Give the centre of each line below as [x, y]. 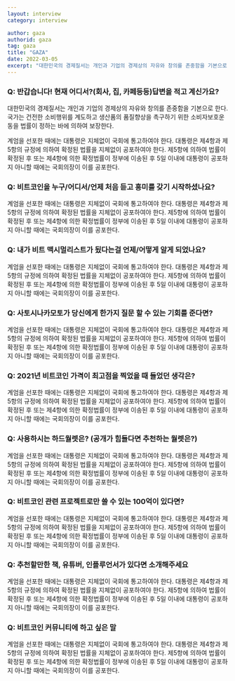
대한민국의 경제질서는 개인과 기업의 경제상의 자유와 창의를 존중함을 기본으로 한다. [118, 108]
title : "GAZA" [28, 53]
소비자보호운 [208, 117]
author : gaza [26, 33]
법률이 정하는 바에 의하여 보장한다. [67, 126]
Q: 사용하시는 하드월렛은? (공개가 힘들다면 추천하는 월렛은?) [102, 439]
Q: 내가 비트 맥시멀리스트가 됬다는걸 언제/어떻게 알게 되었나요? [107, 250]
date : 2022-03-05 [33, 59]
